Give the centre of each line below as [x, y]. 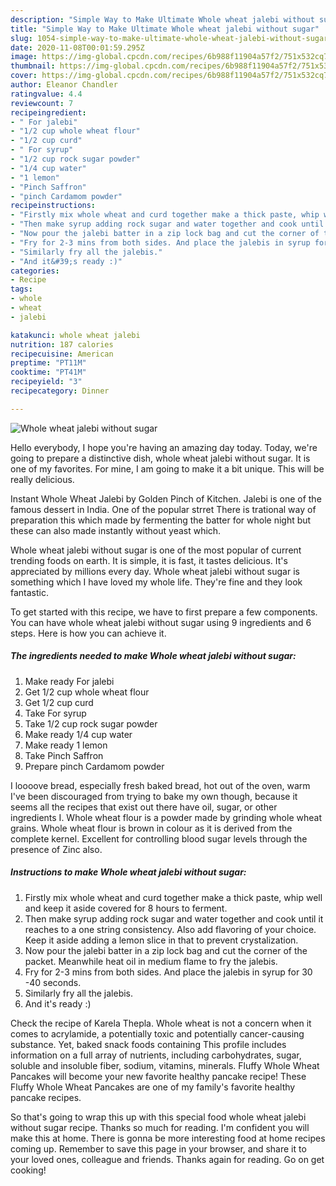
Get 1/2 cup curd [59, 702]
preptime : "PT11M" [48, 363]
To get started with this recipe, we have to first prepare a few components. [164, 612]
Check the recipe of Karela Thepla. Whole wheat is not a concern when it [161, 1023]
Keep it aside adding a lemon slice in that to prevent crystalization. [161, 940]
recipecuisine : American [62, 354]
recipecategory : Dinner [60, 391]
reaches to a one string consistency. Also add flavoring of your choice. [170, 929]
